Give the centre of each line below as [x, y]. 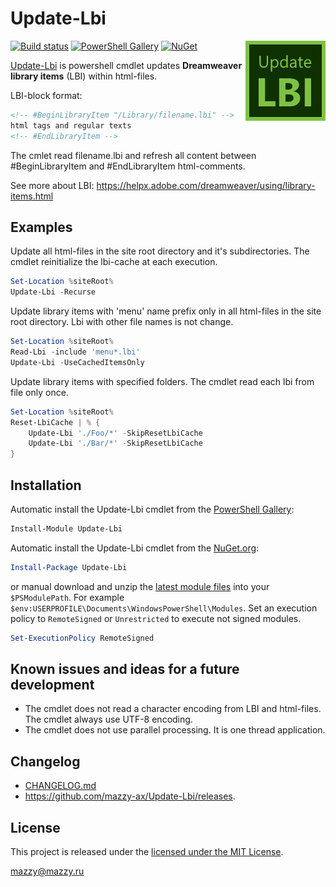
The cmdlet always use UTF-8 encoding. [108, 719]
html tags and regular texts [71, 125]
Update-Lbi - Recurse [53, 292]
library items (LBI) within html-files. [84, 76]
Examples [41, 227]
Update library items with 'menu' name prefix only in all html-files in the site [166, 311]
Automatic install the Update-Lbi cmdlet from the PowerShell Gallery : [152, 509]
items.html [32, 196]
